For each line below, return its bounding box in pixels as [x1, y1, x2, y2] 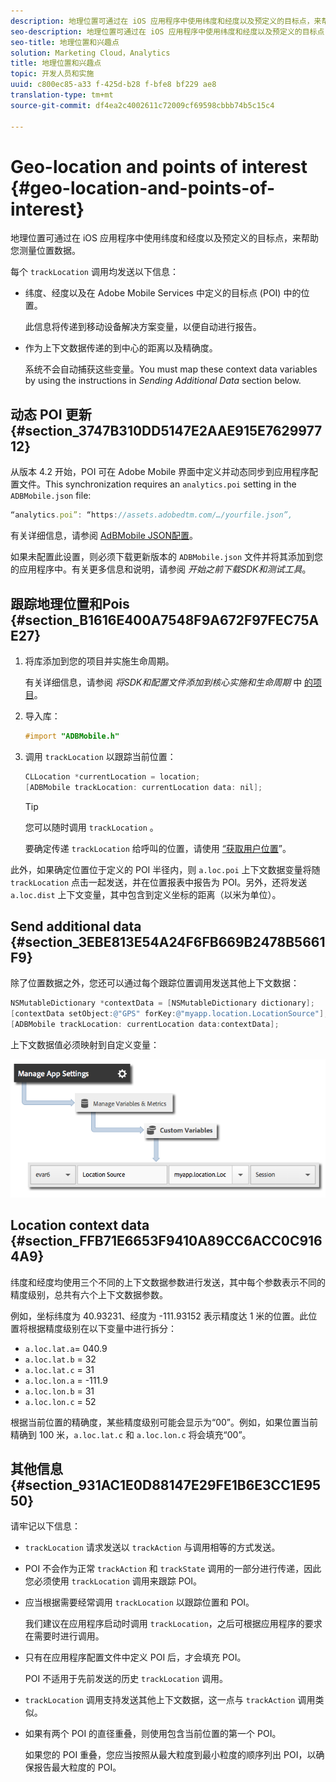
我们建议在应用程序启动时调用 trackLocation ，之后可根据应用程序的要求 [24, 1618, 323, 1630]
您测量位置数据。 [10, 245, 81, 257]
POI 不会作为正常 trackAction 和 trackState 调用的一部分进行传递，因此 [24, 1563, 322, 1575]
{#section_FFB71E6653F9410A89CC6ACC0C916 [10, 1233, 323, 1250]
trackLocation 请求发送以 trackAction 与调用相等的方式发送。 [24, 1541, 281, 1554]
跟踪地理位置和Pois [10, 595, 130, 612]
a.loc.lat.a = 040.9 [24, 1342, 108, 1354]
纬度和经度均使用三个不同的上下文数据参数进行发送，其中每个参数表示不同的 [10, 1276, 326, 1288]
